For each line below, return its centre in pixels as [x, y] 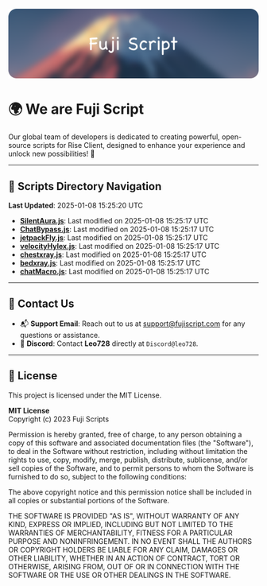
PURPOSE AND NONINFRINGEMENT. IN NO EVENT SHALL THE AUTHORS [130, 541]
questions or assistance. [60, 335]
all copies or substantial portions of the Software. [89, 500]
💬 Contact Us [41, 304]
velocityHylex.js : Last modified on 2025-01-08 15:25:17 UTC [120, 246]
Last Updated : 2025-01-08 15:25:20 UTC [76, 206]
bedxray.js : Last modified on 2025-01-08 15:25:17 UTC [110, 263]
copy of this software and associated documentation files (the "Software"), [131, 443]
